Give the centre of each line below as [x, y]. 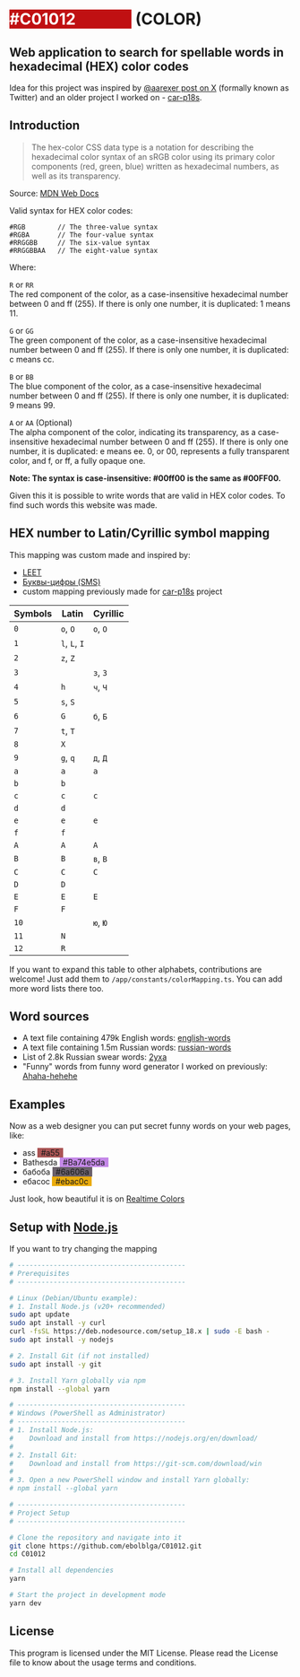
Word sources [49, 1017]
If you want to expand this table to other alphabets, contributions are [136, 969]
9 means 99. [32, 405]
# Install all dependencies [62, 1570]
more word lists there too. [57, 988]
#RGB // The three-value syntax [84, 227]
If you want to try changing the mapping [83, 1249]
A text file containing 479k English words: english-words [126, 1038]
